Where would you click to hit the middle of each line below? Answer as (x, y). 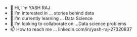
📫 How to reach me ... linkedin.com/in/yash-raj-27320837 (71, 29)
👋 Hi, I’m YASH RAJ (30, 8)
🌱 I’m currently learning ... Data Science (51, 18)
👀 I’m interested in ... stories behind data (52, 13)
